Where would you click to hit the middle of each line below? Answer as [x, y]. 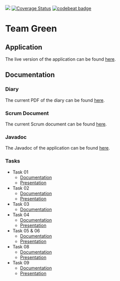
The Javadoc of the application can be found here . [58, 148]
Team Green [31, 29]
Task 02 [21, 188]
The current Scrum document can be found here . [56, 124]
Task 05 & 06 [26, 230]
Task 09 [21, 262]
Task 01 [20, 172]
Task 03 [21, 204]
